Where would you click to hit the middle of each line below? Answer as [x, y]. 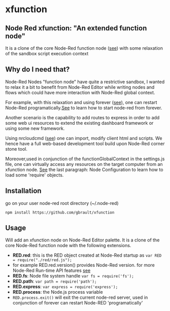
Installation [23, 191]
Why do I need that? [38, 70]
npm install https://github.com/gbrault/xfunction [60, 212]
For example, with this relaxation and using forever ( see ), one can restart [81, 102]
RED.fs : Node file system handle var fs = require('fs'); [73, 276]
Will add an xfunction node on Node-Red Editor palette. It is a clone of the [82, 240]
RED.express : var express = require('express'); [65, 287]
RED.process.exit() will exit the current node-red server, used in [80, 297]
